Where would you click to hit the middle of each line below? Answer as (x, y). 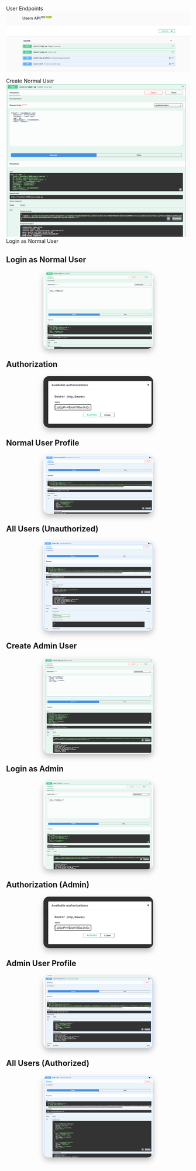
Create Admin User (42, 646)
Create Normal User (30, 81)
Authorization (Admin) (48, 885)
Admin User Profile (41, 964)
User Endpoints (25, 8)
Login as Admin (35, 769)
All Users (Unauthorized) (52, 529)
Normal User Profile (43, 443)
